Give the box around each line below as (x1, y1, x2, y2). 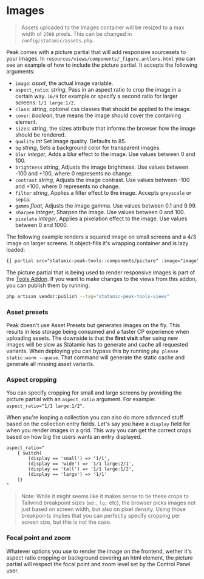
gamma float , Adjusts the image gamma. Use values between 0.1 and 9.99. (15, 201, 197, 209)
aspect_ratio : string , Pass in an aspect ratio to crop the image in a (15, 86, 181, 93)
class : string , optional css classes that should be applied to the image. (15, 105, 191, 112)
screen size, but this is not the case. (21, 518, 112, 526)
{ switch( (17, 450, 42, 456)
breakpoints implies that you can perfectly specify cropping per (21, 512, 181, 520)
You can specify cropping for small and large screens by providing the (6, 389, 182, 396)
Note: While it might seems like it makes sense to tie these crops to (21, 493, 189, 500)
